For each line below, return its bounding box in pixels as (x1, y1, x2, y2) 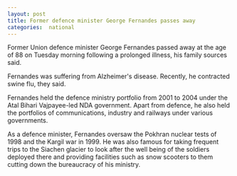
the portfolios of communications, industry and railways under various (7, 108, 214, 118)
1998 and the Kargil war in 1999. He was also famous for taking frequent (7, 138, 219, 146)
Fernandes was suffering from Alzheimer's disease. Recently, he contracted (7, 72, 230, 81)
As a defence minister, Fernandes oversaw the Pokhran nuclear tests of (7, 130, 217, 139)
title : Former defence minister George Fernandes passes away (7, 17, 196, 24)
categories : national (7, 24, 75, 31)
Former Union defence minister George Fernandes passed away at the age (7, 43, 226, 52)
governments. (7, 116, 48, 125)
